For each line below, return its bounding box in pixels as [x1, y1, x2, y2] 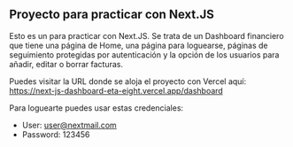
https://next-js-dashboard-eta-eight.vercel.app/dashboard [9, 85, 223, 96]
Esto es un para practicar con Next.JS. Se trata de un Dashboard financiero [9, 30, 285, 41]
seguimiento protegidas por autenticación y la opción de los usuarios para [9, 49, 280, 60]
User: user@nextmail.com [21, 120, 117, 130]
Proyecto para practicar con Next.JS [9, 7, 214, 22]
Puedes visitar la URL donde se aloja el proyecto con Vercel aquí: [9, 75, 247, 87]
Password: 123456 [21, 128, 90, 140]
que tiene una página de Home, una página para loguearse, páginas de [9, 40, 268, 50]
